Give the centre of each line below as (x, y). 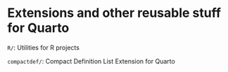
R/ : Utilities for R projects (43, 47)
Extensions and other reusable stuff (114, 13)
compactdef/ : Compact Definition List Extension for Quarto (91, 61)
